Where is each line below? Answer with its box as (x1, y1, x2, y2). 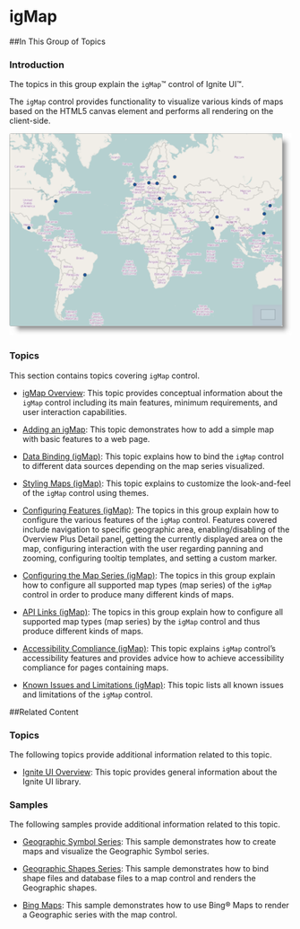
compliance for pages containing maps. (21, 662, 169, 673)
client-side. (9, 115, 51, 127)
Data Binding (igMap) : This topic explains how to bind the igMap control (21, 451, 285, 462)
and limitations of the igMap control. (21, 689, 153, 700)
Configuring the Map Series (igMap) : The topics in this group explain (21, 570, 276, 580)
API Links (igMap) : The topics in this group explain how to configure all (21, 606, 284, 617)
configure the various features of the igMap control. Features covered (21, 514, 278, 525)
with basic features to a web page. (21, 433, 150, 444)
